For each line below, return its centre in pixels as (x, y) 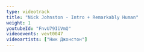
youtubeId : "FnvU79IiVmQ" (39, 28)
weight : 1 (19, 23)
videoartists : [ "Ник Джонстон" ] (47, 39)
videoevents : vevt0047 (35, 34)
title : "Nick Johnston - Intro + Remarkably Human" (72, 17)
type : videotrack (28, 12)
